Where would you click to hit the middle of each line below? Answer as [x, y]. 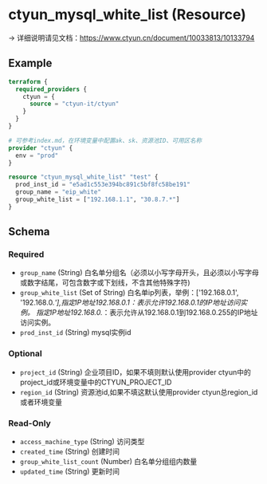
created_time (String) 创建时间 [70, 451]
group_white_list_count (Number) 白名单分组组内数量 [108, 462]
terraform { [28, 81]
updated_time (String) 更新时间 [70, 471]
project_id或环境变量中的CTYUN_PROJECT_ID [96, 382]
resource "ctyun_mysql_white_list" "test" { [83, 177]
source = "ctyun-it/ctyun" [74, 104]
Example [30, 63]
